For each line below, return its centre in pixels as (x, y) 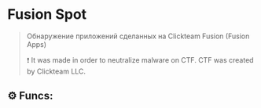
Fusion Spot (47, 14)
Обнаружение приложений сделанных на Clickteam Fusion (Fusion (138, 36)
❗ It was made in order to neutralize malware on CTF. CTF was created (140, 59)
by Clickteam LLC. (56, 71)
